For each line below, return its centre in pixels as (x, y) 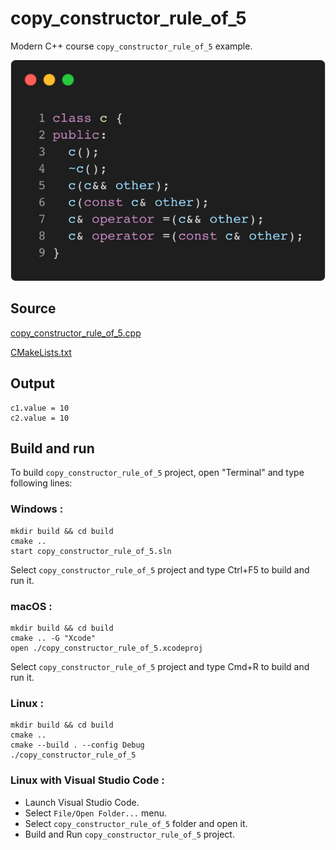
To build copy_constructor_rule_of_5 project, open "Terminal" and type (157, 473)
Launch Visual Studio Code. (82, 802)
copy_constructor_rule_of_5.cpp (76, 333)
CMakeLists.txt (41, 352)
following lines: (41, 483)
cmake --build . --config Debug (77, 745)
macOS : (31, 606)
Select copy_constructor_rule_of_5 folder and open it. (136, 823)
